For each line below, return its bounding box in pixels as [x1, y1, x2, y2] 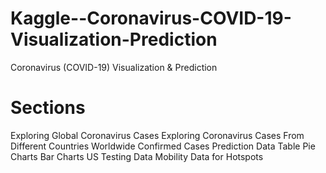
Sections [10, 97, 86, 119]
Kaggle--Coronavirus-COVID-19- [10, 7, 292, 30]
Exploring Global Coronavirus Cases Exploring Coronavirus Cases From [10, 129, 305, 141]
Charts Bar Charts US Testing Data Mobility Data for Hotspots [10, 150, 264, 162]
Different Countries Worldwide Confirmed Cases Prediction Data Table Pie [10, 140, 316, 152]
